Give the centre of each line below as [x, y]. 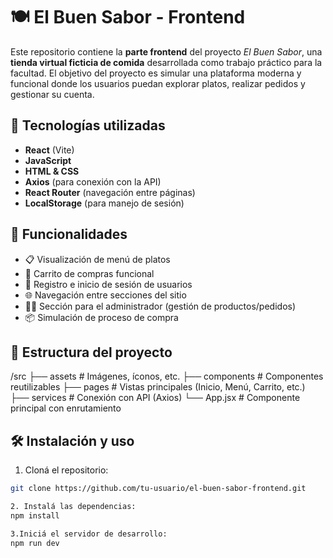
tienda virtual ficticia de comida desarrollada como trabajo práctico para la [166, 62]
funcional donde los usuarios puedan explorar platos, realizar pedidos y [158, 83]
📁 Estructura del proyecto [91, 352]
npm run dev [35, 543]
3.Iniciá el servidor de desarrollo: [89, 534]
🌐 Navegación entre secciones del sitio [105, 295]
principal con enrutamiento [66, 408]
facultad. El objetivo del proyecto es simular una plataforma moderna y [156, 73]
